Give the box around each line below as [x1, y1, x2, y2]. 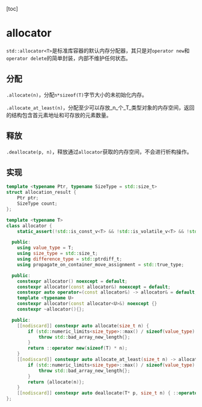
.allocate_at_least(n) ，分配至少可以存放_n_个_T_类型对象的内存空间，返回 [6, 104, 195, 111]
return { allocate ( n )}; [28, 379, 85, 385]
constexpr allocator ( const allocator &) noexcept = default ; [17, 284, 171, 290]
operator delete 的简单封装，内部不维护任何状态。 [6, 54, 131, 62]
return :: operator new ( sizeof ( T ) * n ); [28, 345, 128, 351]
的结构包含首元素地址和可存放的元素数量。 [6, 111, 112, 118]
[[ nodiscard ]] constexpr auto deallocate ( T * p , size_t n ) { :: [17, 390, 179, 396]
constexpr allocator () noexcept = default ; [17, 278, 128, 284]
